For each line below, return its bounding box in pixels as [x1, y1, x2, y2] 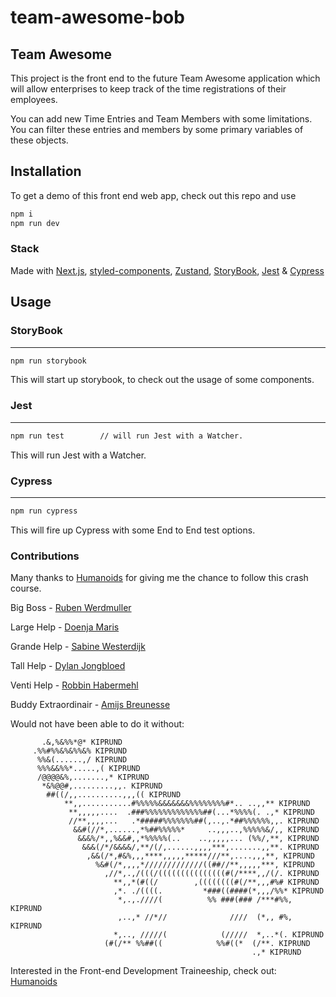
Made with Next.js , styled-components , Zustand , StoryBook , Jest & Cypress [10, 264, 325, 276]
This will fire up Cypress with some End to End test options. [10, 524, 256, 536]
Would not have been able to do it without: [10, 718, 185, 730]
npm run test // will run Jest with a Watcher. [10, 431, 244, 441]
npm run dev [10, 218, 60, 228]
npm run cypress [10, 506, 78, 516]
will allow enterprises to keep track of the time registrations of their [10, 83, 287, 95]
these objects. [10, 134, 69, 146]
